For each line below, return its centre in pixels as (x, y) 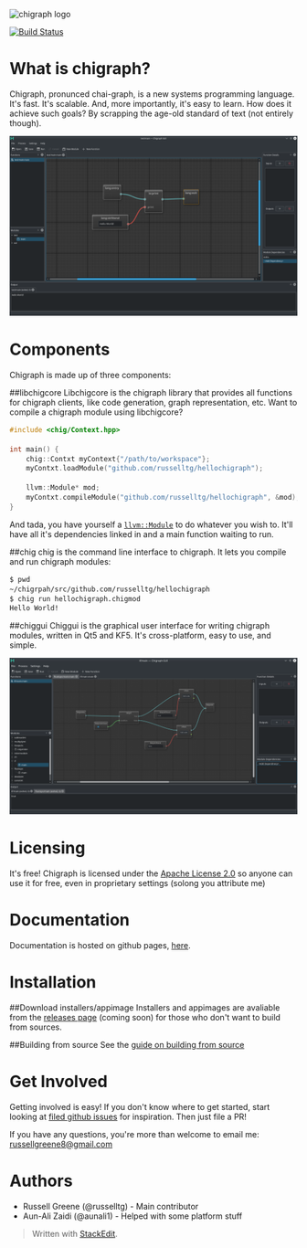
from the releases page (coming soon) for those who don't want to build (145, 1017)
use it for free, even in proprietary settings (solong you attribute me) (138, 883)
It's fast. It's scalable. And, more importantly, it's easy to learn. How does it (151, 103)
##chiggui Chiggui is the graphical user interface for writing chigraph (140, 626)
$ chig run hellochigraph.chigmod (75, 598)
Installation (53, 982)
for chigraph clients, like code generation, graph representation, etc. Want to (153, 402)
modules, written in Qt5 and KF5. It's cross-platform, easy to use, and (140, 636)
